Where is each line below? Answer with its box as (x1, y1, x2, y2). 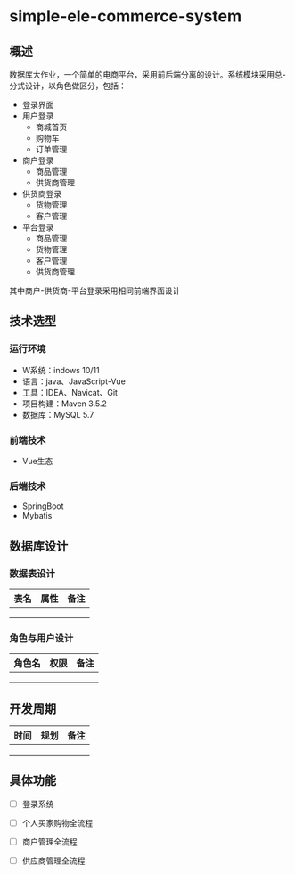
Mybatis (21, 511, 53, 521)
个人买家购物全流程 (21, 817, 94, 828)
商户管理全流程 (21, 837, 78, 847)
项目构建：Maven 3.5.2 (21, 398, 107, 409)
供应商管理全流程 (21, 855, 86, 866)
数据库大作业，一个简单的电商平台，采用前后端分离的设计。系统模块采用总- (9, 69, 287, 79)
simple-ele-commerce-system (9, 6, 242, 27)
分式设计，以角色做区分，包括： (9, 80, 127, 91)
